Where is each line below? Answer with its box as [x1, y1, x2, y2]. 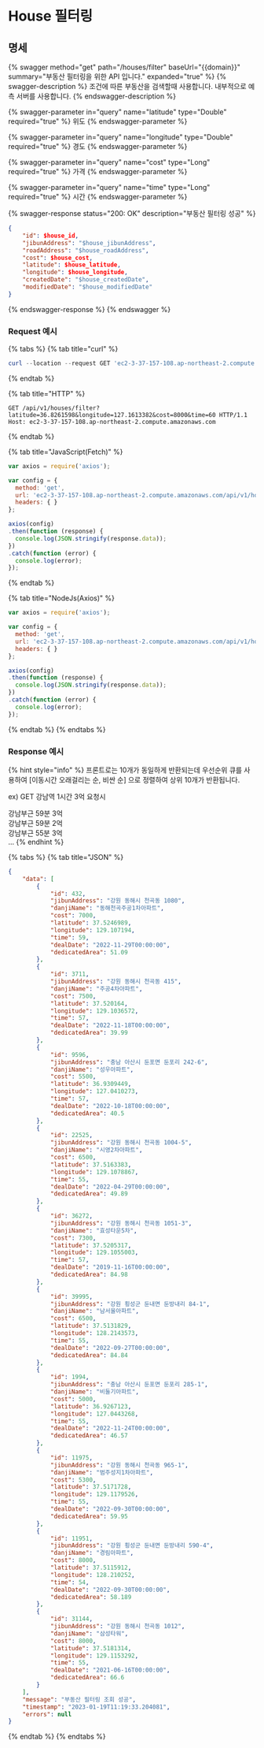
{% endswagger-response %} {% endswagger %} [8, 304, 171, 314]
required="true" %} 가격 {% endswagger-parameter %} [8, 167, 188, 176]
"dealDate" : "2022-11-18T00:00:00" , [49, 1021, 170, 1029]
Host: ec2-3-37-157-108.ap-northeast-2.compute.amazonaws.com [8, 418, 216, 426]
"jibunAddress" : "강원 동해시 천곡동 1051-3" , [49, 1219, 192, 1227]
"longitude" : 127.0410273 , [49, 1088, 139, 1095]
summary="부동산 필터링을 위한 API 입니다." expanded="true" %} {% [8, 72, 226, 81]
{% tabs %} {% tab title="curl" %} [8, 344, 119, 354]
